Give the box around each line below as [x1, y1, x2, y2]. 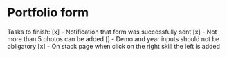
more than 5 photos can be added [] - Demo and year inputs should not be [7, 34, 220, 43]
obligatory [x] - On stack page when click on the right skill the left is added [7, 42, 220, 50]
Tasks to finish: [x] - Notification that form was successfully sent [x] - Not [7, 27, 217, 36]
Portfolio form [7, 5, 89, 21]
